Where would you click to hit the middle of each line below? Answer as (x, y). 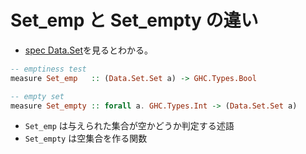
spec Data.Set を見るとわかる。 (89, 50)
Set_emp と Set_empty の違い (134, 20)
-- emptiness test (48, 69)
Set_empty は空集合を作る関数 (86, 138)
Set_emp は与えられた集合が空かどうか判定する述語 (129, 126)
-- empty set (37, 96)
